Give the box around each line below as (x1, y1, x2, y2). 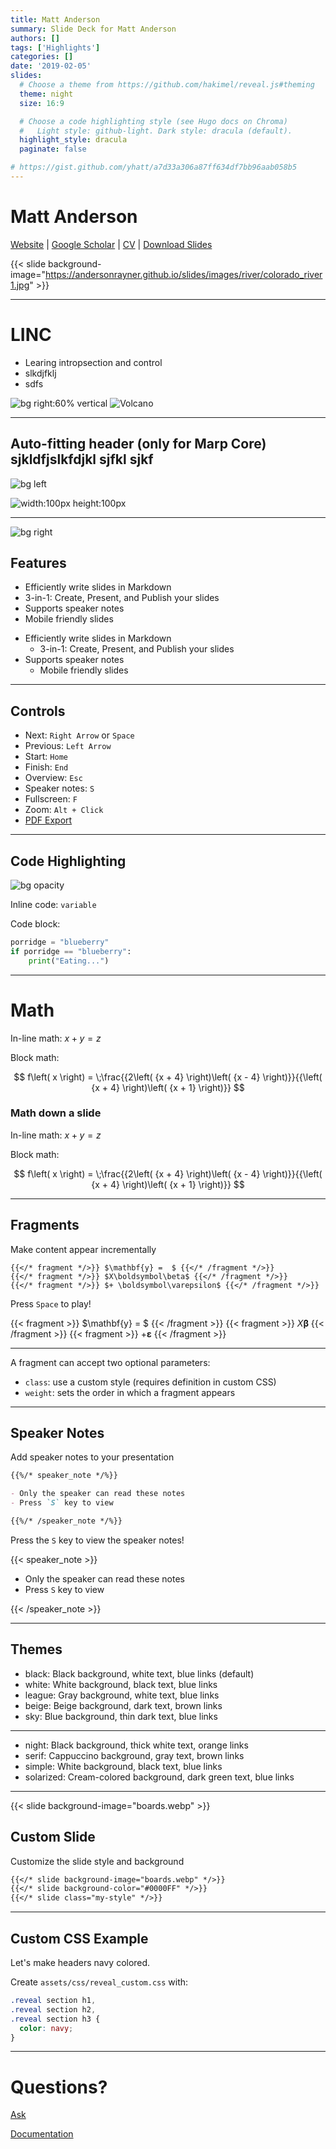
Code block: (10, 918, 61, 930)
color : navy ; (19, 2023, 74, 2033)
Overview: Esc (24, 772, 83, 784)
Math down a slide (10, 1106, 102, 1120)
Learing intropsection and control (24, 356, 163, 368)
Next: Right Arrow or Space (24, 729, 135, 741)
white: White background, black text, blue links (24, 1678, 218, 1690)
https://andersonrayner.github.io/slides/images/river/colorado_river (45, 268, 323, 280)
